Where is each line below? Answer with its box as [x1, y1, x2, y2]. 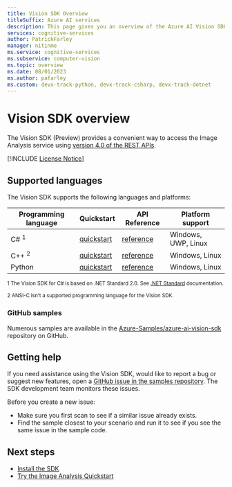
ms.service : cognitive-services [7, 49, 100, 56]
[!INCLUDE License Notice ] [7, 154, 84, 163]
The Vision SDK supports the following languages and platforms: [7, 193, 191, 201]
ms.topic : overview [7, 62, 64, 69]
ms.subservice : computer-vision [7, 55, 100, 62]
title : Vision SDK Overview [7, 10, 88, 17]
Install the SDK [17, 465, 59, 473]
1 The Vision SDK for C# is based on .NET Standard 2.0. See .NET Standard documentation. [7, 280, 224, 287]
